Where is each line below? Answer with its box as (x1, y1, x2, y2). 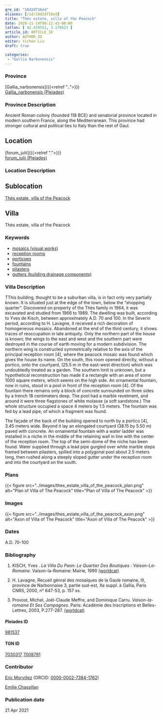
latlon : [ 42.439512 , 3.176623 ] (5, 25, 73, 30)
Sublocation (5, 182, 43, 191)
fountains (12, 261, 32, 267)
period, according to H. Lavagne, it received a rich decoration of (5, 320, 133, 326)
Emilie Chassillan (5, 684, 39, 690)
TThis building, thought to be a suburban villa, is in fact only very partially (5, 294, 152, 300)
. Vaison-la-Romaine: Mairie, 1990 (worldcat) (30, 568, 119, 574)
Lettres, (12, 607, 28, 613)
